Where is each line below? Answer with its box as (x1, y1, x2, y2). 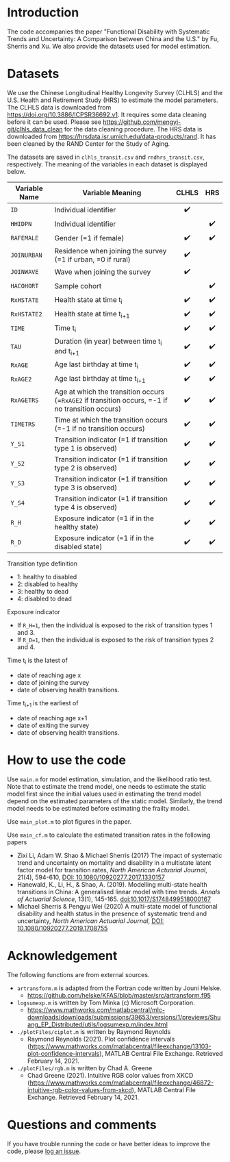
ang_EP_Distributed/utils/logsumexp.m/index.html (27, 1020, 168, 1028)
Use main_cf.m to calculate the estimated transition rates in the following (7, 831, 211, 839)
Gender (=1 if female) (54, 233, 125, 243)
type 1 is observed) (54, 444, 118, 453)
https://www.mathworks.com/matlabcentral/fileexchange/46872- (29, 1078, 214, 1087)
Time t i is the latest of (7, 656, 68, 666)
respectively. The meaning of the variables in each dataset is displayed (7, 160, 207, 168)
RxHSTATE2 (10, 310, 42, 318)
